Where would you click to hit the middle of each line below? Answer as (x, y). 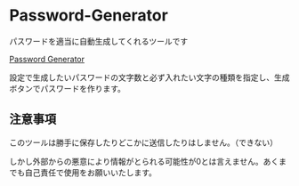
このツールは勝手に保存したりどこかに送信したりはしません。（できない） (144, 142)
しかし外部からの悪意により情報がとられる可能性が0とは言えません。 (137, 161)
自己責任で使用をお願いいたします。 (91, 172)
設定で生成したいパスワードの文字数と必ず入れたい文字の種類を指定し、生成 (149, 77)
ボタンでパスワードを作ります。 (68, 88)
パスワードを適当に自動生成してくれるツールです (99, 41)
